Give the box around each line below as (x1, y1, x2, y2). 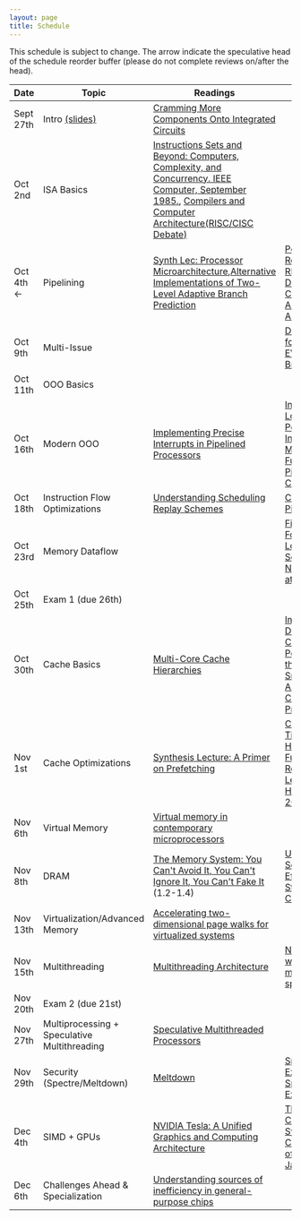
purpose (152, 1195, 189, 1207)
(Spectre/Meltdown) (43, 1077, 129, 1089)
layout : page (9, 13, 58, 22)
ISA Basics (43, 183, 88, 195)
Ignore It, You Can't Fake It (152, 875, 264, 888)
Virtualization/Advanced (43, 912, 145, 924)
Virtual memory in (152, 810, 228, 822)
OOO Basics (43, 378, 94, 391)
